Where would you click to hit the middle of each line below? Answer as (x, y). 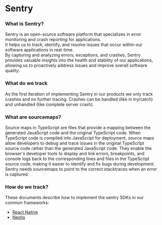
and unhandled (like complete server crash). (50, 104)
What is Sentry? (24, 24)
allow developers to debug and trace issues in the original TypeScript (75, 143)
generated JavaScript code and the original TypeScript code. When (73, 133)
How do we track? (27, 187)
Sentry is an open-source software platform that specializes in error (73, 34)
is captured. (17, 174)
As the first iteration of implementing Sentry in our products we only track (79, 94)
